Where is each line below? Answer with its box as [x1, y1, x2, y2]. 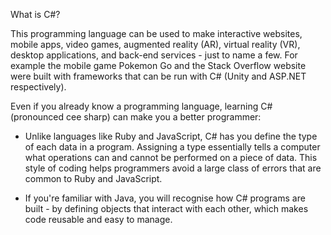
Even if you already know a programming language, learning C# [10, 100, 273, 112]
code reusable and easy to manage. [24, 214, 173, 225]
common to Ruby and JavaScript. [24, 173, 163, 184]
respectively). [10, 81, 67, 93]
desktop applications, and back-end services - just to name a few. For [10, 49, 298, 61]
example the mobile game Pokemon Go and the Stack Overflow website [10, 60, 307, 71]
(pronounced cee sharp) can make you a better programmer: [10, 111, 262, 123]
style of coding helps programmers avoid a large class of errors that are [24, 162, 322, 174]
